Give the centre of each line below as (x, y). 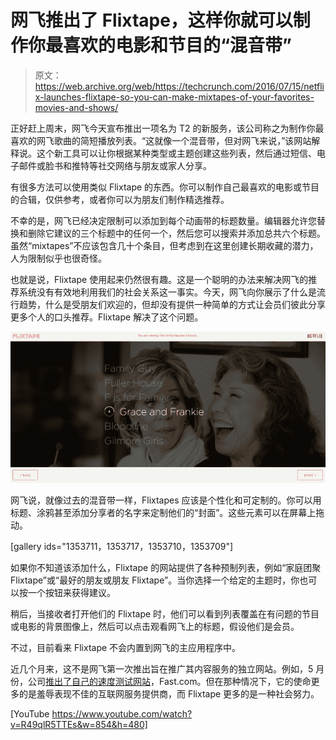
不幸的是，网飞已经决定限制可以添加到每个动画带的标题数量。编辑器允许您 (163, 220)
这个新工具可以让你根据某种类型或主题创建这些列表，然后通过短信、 (176, 153)
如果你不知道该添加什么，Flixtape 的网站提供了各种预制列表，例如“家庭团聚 (166, 567)
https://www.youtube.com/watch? (122, 713)
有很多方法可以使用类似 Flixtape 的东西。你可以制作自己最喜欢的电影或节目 (165, 187)
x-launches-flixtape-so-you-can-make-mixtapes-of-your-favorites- (174, 97)
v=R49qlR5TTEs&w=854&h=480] (79, 724)
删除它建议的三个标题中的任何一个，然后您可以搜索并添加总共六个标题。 (176, 233)
